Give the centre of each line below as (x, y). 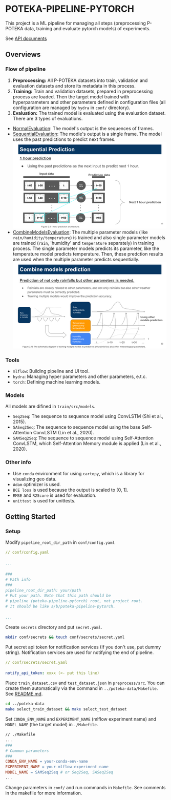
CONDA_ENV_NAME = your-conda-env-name (47, 762)
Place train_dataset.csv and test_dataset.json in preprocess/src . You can (85, 683)
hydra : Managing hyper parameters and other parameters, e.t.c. (80, 376)
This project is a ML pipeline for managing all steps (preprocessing (76, 23)
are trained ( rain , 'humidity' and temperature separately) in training (83, 243)
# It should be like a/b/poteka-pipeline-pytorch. (60, 607)
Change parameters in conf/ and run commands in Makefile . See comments (85, 787)
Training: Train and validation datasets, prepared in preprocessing (83, 91)
